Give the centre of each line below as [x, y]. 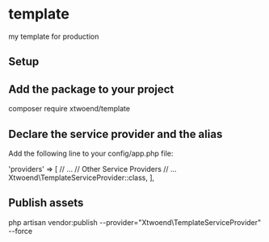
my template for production [54, 36]
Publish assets [46, 203]
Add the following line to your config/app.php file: [91, 153]
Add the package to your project [91, 89]
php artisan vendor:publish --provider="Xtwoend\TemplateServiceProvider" [135, 222]
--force [21, 231]
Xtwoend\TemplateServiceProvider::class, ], [82, 177]
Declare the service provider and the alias [116, 134]
